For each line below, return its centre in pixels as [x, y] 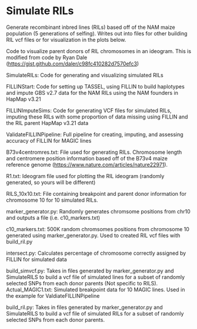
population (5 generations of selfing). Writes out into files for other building [97, 33]
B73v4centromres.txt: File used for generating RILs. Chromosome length [94, 152]
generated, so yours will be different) [51, 182]
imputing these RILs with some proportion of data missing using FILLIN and [97, 117]
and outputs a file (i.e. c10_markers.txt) [53, 218]
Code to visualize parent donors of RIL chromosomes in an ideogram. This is [99, 51]
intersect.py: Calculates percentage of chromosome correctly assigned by [96, 253]
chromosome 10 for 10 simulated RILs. [52, 200]
